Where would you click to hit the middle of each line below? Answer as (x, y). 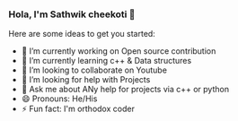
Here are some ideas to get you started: (82, 34)
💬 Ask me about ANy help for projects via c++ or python (125, 90)
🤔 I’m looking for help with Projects (86, 80)
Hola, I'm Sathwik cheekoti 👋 (72, 14)
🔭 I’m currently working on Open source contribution (119, 51)
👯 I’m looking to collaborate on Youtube (94, 70)
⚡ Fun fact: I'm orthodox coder (78, 109)
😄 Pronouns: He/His (59, 99)
